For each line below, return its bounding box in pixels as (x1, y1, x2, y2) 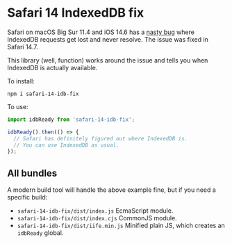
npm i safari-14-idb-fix (7, 90, 79, 97)
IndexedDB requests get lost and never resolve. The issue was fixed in (7, 35, 208, 43)
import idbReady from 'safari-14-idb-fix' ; (7, 116, 135, 123)
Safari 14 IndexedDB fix (7, 5, 144, 21)
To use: (7, 102, 29, 111)
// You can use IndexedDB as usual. (13, 141, 119, 149)
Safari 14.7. (7, 42, 38, 51)
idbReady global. (17, 229, 64, 237)
